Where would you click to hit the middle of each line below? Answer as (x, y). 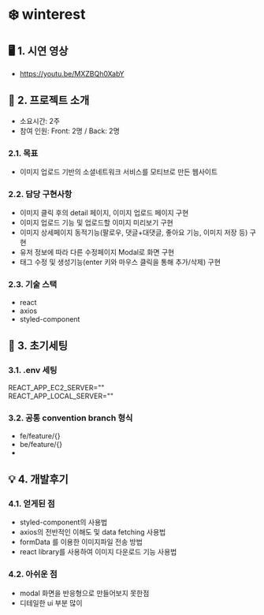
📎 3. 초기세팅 (38, 346)
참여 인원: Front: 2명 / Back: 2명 (69, 131)
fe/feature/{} (40, 436)
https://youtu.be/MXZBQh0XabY (72, 74)
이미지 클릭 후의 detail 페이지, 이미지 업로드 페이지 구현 (104, 213)
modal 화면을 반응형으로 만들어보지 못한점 (84, 593)
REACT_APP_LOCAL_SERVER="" (61, 396)
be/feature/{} (41, 444)
